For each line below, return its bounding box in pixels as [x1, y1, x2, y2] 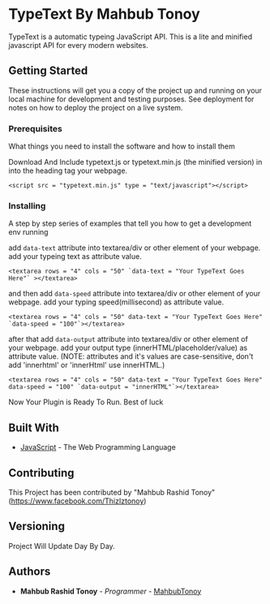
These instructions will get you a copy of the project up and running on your [8, 85, 262, 95]
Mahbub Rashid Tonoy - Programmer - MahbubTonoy [19, 586, 202, 596]
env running [8, 227, 49, 237]
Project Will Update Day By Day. [8, 541, 115, 550]
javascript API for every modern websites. [8, 40, 148, 50]
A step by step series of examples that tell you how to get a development [8, 218, 252, 228]
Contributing [8, 466, 75, 480]
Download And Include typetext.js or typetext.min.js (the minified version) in [8, 157, 263, 167]
